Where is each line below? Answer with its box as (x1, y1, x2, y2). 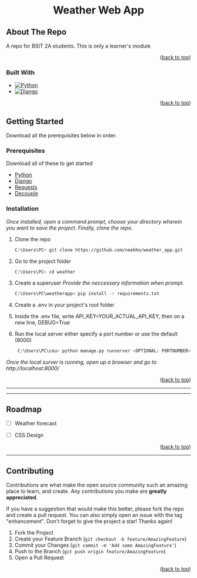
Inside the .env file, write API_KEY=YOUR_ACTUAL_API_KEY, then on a (14, 313, 185, 320)
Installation (6, 205, 39, 213)
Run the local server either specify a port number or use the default (14, 330, 178, 337)
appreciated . (6, 494, 38, 501)
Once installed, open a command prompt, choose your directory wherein (6, 218, 182, 225)
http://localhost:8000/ (6, 365, 60, 372)
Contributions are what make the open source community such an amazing (6, 481, 188, 488)
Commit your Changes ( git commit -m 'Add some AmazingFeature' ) (14, 541, 177, 549)
